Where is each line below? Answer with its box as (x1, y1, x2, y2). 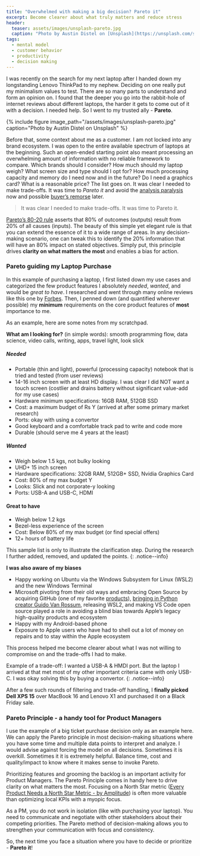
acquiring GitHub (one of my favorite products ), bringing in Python (14, 595, 178, 602)
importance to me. (6, 307, 52, 314)
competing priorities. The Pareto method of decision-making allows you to (6, 820, 189, 827)
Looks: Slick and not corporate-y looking (14, 483, 115, 490)
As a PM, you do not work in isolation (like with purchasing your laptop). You (6, 807, 193, 814)
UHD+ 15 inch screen (14, 464, 67, 471)
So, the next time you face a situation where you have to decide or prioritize (6, 838, 192, 845)
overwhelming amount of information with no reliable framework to (6, 155, 170, 162)
